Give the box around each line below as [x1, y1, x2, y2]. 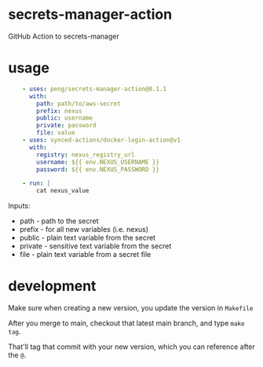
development [8, 277, 97, 295]
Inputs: [8, 201, 31, 211]
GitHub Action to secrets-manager [8, 31, 119, 41]
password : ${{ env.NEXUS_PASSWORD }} [36, 165, 159, 174]
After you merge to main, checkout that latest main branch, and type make [8, 318, 245, 328]
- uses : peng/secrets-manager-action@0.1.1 [22, 85, 167, 93]
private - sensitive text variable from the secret [19, 241, 172, 251]
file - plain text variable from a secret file [19, 250, 152, 259]
